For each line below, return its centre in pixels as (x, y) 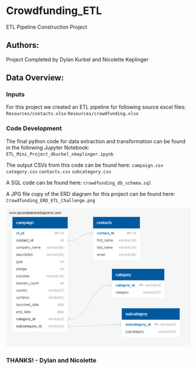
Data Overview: (35, 78)
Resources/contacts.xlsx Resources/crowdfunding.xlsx (72, 114)
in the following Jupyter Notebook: (48, 147)
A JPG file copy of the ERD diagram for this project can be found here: (91, 193)
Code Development (34, 129)
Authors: (23, 45)
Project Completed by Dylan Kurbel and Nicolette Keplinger (78, 59)
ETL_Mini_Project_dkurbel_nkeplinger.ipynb (60, 154)
